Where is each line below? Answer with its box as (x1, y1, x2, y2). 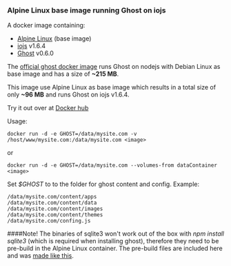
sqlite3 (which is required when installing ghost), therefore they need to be (7, 237, 219, 245)
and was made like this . (7, 252, 74, 260)
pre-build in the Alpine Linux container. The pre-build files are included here (7, 244, 223, 253)
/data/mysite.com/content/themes (7, 212, 103, 218)
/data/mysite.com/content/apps (7, 194, 97, 201)
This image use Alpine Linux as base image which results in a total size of (7, 83, 216, 92)
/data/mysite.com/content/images (7, 205, 103, 212)
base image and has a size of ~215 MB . (7, 70, 119, 78)
